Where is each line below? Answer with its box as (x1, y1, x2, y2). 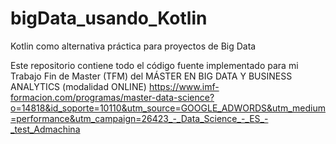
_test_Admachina (10, 123, 81, 135)
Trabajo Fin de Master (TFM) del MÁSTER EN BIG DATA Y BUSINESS (10, 70, 293, 82)
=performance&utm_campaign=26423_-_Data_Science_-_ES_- (10, 112, 269, 124)
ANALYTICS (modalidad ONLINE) (10, 80, 147, 92)
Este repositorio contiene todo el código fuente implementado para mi (10, 59, 299, 71)
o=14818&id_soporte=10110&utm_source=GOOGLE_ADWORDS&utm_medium (10, 102, 326, 114)
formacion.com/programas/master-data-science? (10, 91, 215, 103)
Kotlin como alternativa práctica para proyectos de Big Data (10, 40, 257, 52)
